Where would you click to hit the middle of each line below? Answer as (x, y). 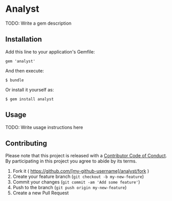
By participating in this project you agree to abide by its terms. (71, 161)
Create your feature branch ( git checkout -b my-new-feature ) (78, 177)
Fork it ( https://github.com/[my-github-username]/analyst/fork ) (81, 171)
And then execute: (25, 70)
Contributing (26, 143)
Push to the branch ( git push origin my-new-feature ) (70, 188)
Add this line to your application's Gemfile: (50, 51)
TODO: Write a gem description (39, 23)
